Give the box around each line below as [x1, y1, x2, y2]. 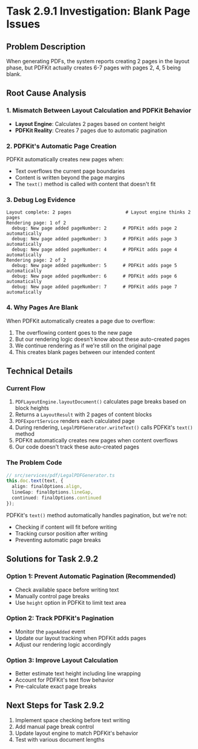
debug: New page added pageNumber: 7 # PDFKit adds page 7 [12, 284, 177, 290]
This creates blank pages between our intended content [15, 348, 156, 355]
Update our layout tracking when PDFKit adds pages [15, 634, 147, 641]
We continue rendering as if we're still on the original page [15, 342, 161, 349]
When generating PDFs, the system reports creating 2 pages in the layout [6, 58, 190, 64]
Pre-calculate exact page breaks [15, 683, 97, 690]
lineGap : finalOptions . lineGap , [12, 489, 94, 495]
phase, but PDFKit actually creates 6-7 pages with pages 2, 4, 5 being [6, 64, 181, 71]
